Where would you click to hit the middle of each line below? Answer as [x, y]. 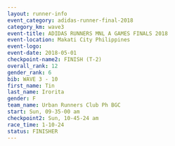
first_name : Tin [31, 86]
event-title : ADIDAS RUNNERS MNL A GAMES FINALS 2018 [88, 33]
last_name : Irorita [36, 92]
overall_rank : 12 [33, 66]
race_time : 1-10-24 [36, 125]
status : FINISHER [33, 131]
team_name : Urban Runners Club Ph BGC [64, 105]
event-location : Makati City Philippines [69, 40]
